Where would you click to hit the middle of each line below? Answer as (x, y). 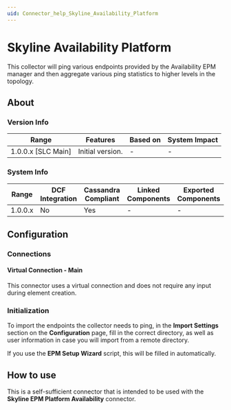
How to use (32, 375)
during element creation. (42, 293)
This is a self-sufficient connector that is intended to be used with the (106, 391)
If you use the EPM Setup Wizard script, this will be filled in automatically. (112, 354)
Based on (145, 140)
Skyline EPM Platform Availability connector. (71, 399)
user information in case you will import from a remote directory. (98, 340)
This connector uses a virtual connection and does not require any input (109, 286)
